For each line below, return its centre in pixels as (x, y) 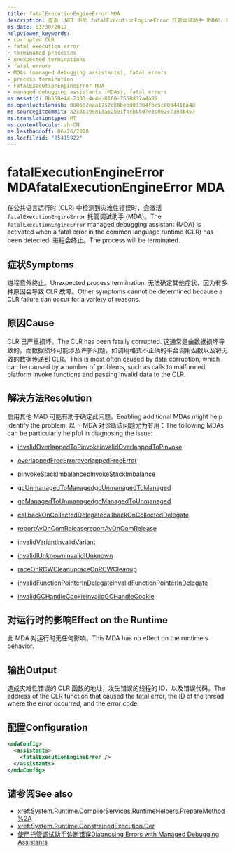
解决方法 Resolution (50, 398)
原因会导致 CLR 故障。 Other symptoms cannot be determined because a (118, 291)
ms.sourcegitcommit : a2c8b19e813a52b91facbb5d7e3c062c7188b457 (101, 112)
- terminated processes (42, 53)
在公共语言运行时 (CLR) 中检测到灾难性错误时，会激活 (85, 208)
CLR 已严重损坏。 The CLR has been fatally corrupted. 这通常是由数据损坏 (113, 341)
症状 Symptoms (41, 264)
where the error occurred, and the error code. (73, 703)
